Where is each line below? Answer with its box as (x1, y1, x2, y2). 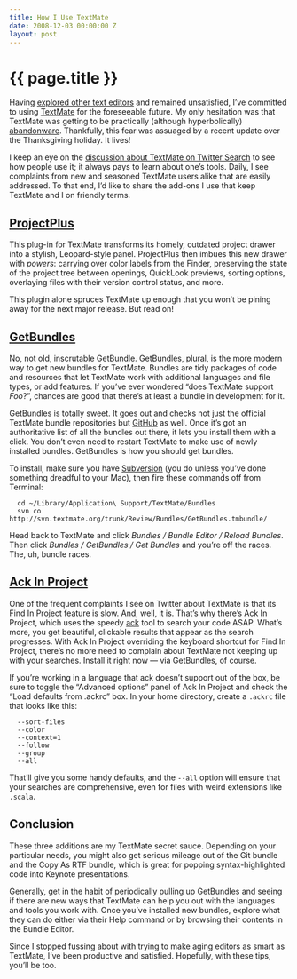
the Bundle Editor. (9, 923, 74, 934)
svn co (17, 506, 42, 515)
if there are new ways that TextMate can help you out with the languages (9, 895, 276, 906)
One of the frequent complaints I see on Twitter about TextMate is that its (9, 598, 277, 609)
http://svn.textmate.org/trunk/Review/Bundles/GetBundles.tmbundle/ (9, 514, 268, 523)
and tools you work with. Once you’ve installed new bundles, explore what (9, 904, 281, 915)
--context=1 (17, 733, 62, 742)
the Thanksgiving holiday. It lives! (9, 135, 131, 146)
